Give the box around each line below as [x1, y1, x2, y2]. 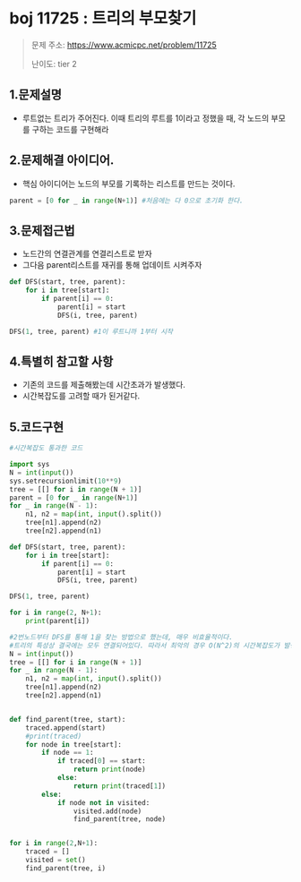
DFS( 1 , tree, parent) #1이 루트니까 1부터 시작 [9, 327, 173, 336]
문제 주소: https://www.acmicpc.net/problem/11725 [30, 39, 217, 50]
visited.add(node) [73, 807, 142, 816]
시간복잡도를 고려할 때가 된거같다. [21, 390, 141, 401]
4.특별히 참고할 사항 [9, 354, 114, 369]
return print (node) [73, 765, 146, 775]
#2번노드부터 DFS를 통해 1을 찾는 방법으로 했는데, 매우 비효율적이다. [9, 632, 233, 641]
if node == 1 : [41, 749, 94, 758]
